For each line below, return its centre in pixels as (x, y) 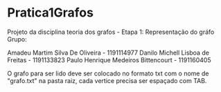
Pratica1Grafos (50, 13)
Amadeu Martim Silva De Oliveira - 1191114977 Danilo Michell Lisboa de (108, 53)
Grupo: (17, 39)
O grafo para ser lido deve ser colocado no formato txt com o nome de (108, 73)
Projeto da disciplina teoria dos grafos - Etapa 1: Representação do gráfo (111, 32)
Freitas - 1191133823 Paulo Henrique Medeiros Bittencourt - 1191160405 (109, 59)
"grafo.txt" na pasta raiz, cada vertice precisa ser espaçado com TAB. (107, 80)
